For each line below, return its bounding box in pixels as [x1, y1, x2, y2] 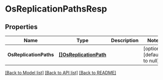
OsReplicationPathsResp [5, 3, 107, 15]
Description [111, 37, 139, 44]
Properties [5, 23, 38, 31]
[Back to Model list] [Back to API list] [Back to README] [5, 70, 116, 76]
